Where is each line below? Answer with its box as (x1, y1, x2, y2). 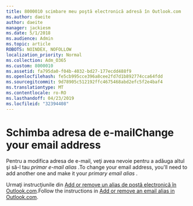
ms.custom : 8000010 (6, 62, 54, 69)
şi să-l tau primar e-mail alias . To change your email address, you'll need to (6, 164, 188, 171)
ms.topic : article (6, 41, 51, 47)
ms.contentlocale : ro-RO (6, 90, 66, 96)
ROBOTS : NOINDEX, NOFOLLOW (6, 47, 72, 53)
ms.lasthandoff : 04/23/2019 (6, 95, 75, 101)
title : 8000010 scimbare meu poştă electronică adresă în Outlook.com (6, 8, 181, 15)
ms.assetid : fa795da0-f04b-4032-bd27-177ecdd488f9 (6, 68, 132, 74)
